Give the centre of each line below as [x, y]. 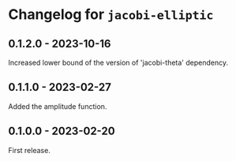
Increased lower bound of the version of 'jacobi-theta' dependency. [118, 62]
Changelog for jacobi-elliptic [111, 15]
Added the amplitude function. [58, 106]
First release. [30, 150]
